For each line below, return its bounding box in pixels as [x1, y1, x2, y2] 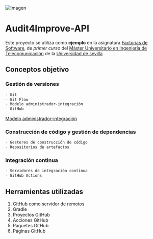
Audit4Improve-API [5, 23, 90, 34]
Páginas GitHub [12, 228, 46, 234]
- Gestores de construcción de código [5, 140, 88, 145]
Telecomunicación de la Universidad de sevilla [5, 50, 103, 56]
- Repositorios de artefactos [5, 145, 70, 150]
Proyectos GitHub [12, 212, 50, 218]
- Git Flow [5, 97, 29, 102]
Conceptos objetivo [5, 65, 69, 74]
